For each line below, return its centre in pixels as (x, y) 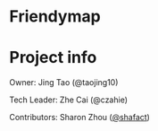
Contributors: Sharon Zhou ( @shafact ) (79, 118)
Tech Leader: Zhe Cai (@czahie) (68, 100)
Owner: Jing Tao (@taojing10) (64, 83)
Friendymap (55, 17)
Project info (53, 58)
